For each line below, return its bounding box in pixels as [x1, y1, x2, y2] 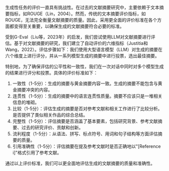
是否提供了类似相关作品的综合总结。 [12, 112, 88, 118]
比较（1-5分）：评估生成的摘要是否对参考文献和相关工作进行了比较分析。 [12, 106, 162, 112]
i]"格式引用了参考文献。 [12, 150, 62, 155]
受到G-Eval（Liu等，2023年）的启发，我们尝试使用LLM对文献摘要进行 [5, 34, 151, 40]
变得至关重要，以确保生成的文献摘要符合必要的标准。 [14, 23, 124, 29]
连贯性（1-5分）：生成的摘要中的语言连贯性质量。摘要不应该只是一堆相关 [12, 93, 162, 99]
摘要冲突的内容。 [17, 87, 53, 93]
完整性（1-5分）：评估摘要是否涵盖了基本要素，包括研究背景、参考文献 [12, 118, 158, 124]
